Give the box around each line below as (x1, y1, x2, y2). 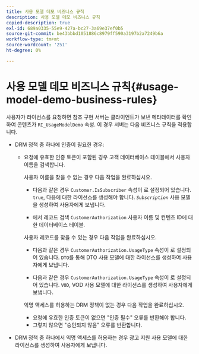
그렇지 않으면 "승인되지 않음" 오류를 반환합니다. (32, 321, 143, 328)
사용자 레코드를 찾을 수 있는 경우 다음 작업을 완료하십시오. (23, 233, 157, 241)
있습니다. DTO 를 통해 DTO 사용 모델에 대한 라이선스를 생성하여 (39, 254, 181, 261)
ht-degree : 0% (6, 48, 42, 53)
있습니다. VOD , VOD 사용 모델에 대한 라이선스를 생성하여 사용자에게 (39, 281, 193, 288)
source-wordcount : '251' (6, 42, 68, 48)
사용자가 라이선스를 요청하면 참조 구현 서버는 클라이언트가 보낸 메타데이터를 (6, 113, 181, 121)
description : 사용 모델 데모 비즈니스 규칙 (6, 14, 100, 20)
